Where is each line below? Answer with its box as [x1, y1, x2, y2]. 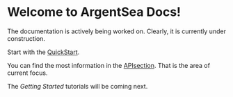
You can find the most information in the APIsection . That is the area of [7, 61, 211, 69]
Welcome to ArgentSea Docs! [7, 4, 182, 20]
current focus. [7, 69, 48, 77]
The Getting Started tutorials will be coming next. [7, 82, 148, 90]
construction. [7, 34, 45, 42]
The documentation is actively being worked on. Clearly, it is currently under [7, 27, 226, 35]
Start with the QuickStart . [7, 48, 80, 56]
